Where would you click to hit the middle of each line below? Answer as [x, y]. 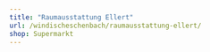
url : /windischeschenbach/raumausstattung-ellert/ [105, 26]
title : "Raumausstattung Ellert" [71, 17]
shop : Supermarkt [42, 33]
